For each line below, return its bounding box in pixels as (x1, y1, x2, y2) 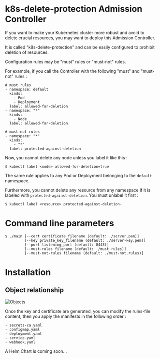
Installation (5, 267, 51, 278)
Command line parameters (5, 218, 115, 229)
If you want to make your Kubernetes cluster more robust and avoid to (5, 30, 145, 35)
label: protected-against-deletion (9, 146, 81, 151)
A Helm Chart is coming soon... (5, 348, 67, 354)
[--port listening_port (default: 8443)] (24, 242, 109, 247)
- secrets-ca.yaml (5, 323, 42, 328)
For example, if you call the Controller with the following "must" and (5, 68, 140, 74)
